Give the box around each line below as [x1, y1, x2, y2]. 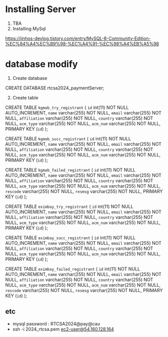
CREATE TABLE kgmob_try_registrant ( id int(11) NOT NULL [5, 104, 129, 110]
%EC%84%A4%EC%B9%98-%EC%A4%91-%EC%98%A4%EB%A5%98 [5, 40, 159, 46]
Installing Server [5, 4, 76, 15]
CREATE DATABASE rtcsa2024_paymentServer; [5, 85, 104, 91]
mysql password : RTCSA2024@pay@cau [12, 320, 100, 326]
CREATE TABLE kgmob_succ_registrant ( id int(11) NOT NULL [5, 135, 131, 142]
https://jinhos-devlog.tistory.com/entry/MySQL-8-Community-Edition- [5, 35, 151, 41]
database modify [5, 59, 78, 70]
